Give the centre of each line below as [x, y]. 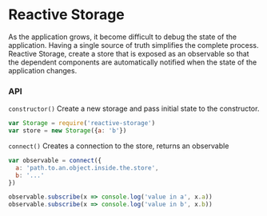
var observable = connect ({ [55, 160]
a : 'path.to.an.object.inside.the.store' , [87, 168]
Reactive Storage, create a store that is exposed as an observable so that [129, 53]
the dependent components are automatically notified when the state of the [133, 62]
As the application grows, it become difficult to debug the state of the [123, 37]
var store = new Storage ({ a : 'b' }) [68, 131]
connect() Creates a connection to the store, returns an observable [119, 146]
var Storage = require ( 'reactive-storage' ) [82, 124]
